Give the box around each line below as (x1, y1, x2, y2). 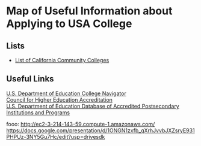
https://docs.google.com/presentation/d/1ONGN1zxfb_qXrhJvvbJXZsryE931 (6, 127, 195, 134)
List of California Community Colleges (14, 57, 110, 63)
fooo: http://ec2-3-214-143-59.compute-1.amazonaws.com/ (6, 120, 155, 127)
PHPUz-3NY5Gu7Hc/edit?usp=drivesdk (6, 133, 105, 140)
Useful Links (6, 74, 54, 84)
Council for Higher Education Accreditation (6, 96, 113, 103)
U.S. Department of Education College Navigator (6, 90, 126, 97)
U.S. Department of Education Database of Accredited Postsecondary (6, 102, 179, 109)
